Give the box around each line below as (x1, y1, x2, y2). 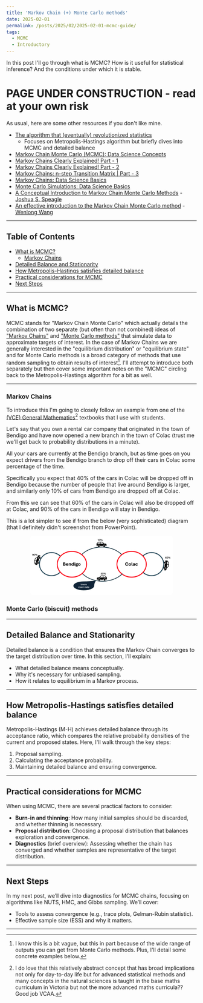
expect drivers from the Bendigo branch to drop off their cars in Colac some (6, 456, 196, 464)
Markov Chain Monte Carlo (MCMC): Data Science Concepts (14, 150, 166, 157)
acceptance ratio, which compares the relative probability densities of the (6, 732, 190, 740)
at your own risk (6, 100, 89, 113)
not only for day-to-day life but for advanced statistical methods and (14, 970, 185, 978)
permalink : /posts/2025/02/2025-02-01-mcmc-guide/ (6, 22, 137, 28)
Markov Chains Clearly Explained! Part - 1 (14, 157, 119, 164)
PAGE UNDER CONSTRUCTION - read (6, 87, 196, 100)
